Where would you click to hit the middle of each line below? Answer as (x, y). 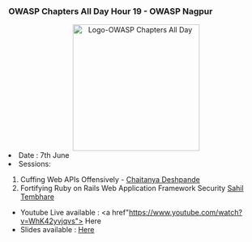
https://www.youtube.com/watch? (186, 213)
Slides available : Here (57, 230)
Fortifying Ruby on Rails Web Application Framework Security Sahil (132, 189)
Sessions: (35, 164)
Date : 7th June (44, 155)
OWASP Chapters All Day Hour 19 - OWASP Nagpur (111, 11)
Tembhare (37, 197)
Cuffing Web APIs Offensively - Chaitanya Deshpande (110, 180)
